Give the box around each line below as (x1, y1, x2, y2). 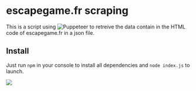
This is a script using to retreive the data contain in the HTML (6, 23, 186, 30)
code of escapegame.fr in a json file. (6, 29, 95, 36)
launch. (6, 68, 25, 75)
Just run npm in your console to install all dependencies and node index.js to (6, 61, 190, 68)
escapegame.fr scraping (6, 4, 129, 17)
